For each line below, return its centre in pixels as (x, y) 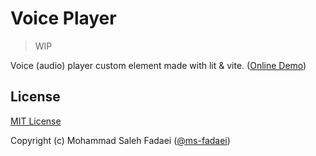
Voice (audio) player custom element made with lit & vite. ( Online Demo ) (158, 65)
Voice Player (63, 18)
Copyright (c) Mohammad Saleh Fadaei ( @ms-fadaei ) (120, 140)
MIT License (36, 121)
